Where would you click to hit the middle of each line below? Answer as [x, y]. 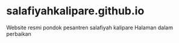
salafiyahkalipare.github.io [75, 11]
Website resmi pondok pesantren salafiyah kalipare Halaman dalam [90, 27]
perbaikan [19, 33]
